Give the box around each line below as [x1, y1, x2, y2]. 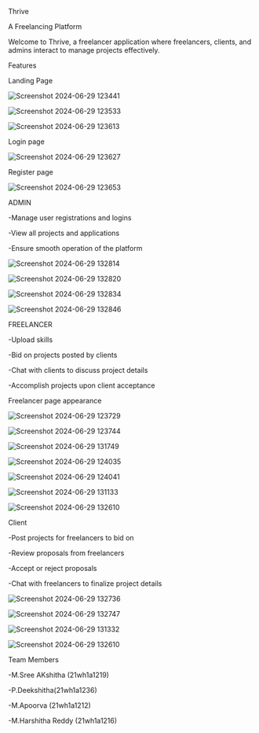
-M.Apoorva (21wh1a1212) [8, 701, 92, 710]
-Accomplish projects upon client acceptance [8, 381, 155, 390]
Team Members [8, 655, 59, 664]
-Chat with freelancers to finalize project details [8, 579, 162, 588]
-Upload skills [8, 335, 53, 344]
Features [8, 61, 37, 70]
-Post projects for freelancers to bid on [8, 533, 135, 542]
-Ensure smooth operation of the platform [8, 244, 143, 252]
